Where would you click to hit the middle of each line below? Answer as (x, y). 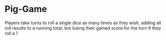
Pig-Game (26, 9)
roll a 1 (11, 33)
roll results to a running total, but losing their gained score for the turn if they (83, 28)
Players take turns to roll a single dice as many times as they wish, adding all (83, 23)
